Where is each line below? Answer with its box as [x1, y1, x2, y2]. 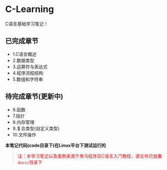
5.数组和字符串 [12, 76, 43, 82]
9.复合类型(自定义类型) [12, 125, 60, 131]
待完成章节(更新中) [5, 92, 63, 101]
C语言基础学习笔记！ [5, 21, 49, 27]
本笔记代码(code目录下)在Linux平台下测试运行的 [5, 142, 106, 148]
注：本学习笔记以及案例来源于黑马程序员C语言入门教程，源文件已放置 [17, 153, 162, 159]
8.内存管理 [12, 119, 35, 125]
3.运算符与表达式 [12, 64, 48, 70]
